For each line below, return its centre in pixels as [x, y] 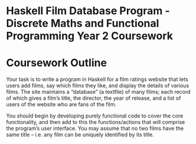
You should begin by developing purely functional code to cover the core [95, 116]
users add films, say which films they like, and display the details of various [98, 86]
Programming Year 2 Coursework [89, 36]
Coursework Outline [57, 63]
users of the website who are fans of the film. [61, 104]
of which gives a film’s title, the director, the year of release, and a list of [94, 98]
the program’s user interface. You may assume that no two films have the [95, 129]
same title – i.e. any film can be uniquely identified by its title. [80, 135]
